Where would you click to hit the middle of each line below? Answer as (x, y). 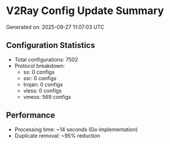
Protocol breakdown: (40, 66)
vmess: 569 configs (47, 97)
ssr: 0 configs (40, 78)
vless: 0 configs (42, 90)
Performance (31, 115)
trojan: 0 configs (43, 84)
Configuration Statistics (51, 45)
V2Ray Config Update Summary (85, 11)
